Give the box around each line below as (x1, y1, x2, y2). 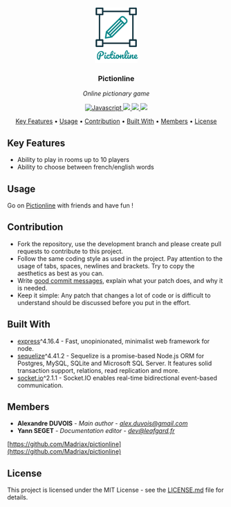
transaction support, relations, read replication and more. (17, 366, 180, 374)
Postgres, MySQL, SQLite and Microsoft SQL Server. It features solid (17, 359, 212, 367)
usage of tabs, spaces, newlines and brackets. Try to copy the (17, 261, 195, 270)
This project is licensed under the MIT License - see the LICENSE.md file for (7, 486, 224, 495)
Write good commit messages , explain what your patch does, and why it (17, 276, 223, 284)
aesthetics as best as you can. (17, 269, 104, 277)
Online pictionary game (82, 89, 150, 98)
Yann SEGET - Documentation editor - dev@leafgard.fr (17, 427, 175, 435)
